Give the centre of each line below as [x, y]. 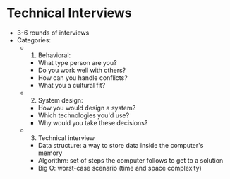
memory [50, 153]
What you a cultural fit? [72, 85]
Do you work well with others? [82, 70]
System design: [60, 100]
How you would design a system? [87, 108]
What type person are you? [77, 62]
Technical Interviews [69, 13]
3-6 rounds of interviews [53, 33]
